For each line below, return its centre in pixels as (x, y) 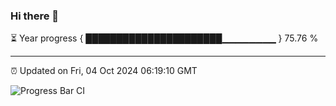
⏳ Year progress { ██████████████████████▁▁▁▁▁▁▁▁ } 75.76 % (164, 38)
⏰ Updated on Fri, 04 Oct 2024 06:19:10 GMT (104, 71)
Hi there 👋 (35, 16)
